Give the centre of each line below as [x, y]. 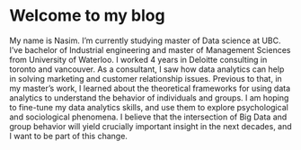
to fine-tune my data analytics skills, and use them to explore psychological [149, 107]
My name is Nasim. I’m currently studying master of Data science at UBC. [145, 40]
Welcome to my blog [87, 16]
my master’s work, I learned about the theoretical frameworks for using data [150, 88]
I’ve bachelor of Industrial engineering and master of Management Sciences [150, 49]
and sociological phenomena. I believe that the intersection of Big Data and [148, 117]
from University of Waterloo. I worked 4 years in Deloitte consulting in [138, 59]
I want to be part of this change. [69, 136]
